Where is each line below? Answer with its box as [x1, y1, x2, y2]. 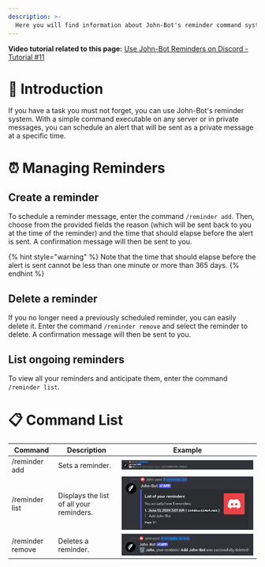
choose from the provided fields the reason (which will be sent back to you [8, 220, 252, 229]
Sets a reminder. [58, 461, 112, 471]
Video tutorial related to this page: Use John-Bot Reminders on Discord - [8, 43, 248, 53]
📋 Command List [8, 411, 124, 429]
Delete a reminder [8, 292, 98, 305]
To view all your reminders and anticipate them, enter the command [8, 374, 228, 384]
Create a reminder [8, 191, 99, 205]
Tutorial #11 [8, 52, 45, 62]
